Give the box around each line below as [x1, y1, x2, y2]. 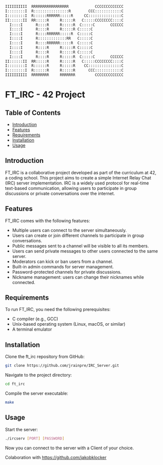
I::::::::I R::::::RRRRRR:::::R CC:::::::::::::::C [5, 13, 124, 18]
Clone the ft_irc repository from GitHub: [5, 354, 85, 360]
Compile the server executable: [5, 390, 69, 396]
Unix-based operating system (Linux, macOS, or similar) [12, 321, 126, 327]
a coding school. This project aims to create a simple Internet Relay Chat [5, 175, 151, 181]
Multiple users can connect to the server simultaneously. [12, 227, 127, 233]
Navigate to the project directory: [5, 372, 72, 378]
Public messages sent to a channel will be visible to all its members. [12, 243, 149, 249]
